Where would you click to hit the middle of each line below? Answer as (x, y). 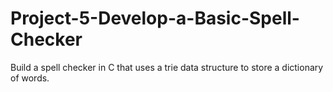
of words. (30, 78)
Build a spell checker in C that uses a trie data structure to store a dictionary (167, 67)
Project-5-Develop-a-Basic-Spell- (155, 18)
